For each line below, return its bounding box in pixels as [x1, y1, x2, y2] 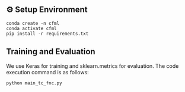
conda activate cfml [6, 25, 58, 31]
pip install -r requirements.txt [6, 31, 89, 37]
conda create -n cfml [6, 20, 60, 26]
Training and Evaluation [6, 47, 96, 57]
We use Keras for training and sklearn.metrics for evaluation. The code [6, 62, 179, 70]
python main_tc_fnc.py [6, 80, 62, 86]
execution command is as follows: [6, 68, 89, 75]
